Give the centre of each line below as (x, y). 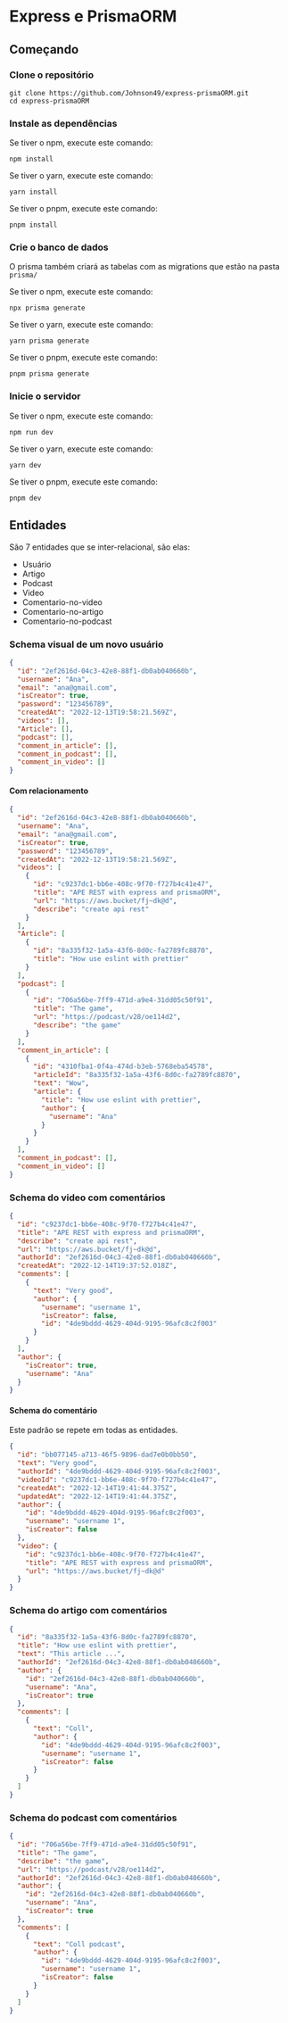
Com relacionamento (49, 791)
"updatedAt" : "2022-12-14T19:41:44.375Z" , (97, 1497)
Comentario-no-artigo (63, 611)
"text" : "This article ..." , (71, 1654)
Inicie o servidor (45, 396)
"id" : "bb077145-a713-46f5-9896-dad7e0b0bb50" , (107, 1455)
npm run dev (31, 432)
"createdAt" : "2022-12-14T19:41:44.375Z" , (97, 1488)
